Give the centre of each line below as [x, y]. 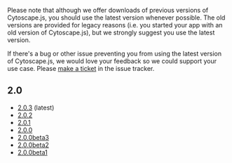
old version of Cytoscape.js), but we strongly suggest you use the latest [111, 32]
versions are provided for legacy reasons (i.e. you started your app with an [115, 25]
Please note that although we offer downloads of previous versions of [108, 10]
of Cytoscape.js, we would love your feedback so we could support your [112, 61]
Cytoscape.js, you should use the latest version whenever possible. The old [116, 18]
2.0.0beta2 [33, 145]
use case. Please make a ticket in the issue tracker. [81, 69]
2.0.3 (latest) [36, 107]
